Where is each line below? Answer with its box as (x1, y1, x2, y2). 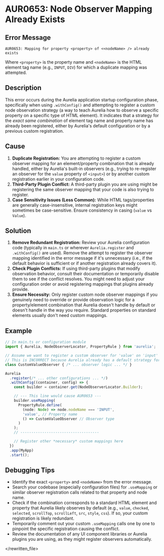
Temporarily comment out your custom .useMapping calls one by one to (12, 521, 155, 527)
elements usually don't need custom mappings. (12, 313, 108, 318)
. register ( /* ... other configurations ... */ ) (9, 376, 108, 381)
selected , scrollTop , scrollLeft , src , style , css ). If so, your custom (12, 510, 148, 516)
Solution (5, 227, 31, 235)
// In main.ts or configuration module (5, 339, 86, 345)
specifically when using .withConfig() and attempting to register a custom (5, 102, 155, 108)
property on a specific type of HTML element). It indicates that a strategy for (5, 112, 159, 118)
